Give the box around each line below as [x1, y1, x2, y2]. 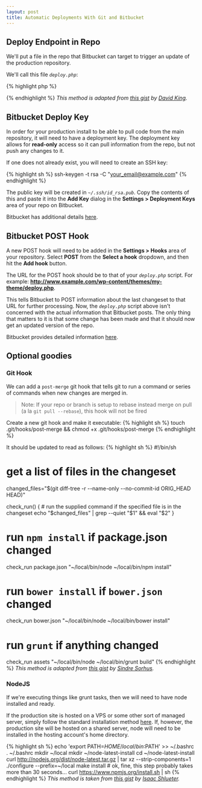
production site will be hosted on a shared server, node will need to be [6, 725, 181, 732]
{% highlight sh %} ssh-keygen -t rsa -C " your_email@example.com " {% [6, 170, 187, 178]
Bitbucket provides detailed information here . [6, 333, 119, 340]
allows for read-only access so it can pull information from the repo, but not [6, 141, 195, 148]
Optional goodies [6, 351, 72, 361]
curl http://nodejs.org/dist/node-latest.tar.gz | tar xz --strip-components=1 [6, 755, 191, 763]
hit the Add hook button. [6, 259, 68, 266]
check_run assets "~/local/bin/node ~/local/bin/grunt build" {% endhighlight [6, 658, 196, 665]
